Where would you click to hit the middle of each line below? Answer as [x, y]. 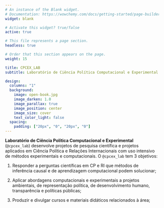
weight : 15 [16, 59]
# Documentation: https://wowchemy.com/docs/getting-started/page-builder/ [84, 14]
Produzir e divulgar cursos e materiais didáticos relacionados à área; [81, 200]
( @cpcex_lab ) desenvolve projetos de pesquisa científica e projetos [72, 146]
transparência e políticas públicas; [47, 191]
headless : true [20, 46]
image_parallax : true [36, 104]
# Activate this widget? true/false [42, 27]
